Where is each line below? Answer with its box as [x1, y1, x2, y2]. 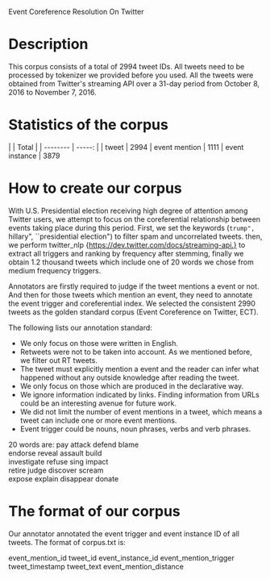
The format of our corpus [8, 502, 181, 520]
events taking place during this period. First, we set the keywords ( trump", [8, 223, 255, 232]
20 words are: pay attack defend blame [8, 439, 139, 449]
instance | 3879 [8, 151, 60, 160]
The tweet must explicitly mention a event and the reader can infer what [19, 364, 260, 373]
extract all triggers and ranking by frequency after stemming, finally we [8, 248, 244, 258]
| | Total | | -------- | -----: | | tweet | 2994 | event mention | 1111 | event [8, 142, 244, 152]
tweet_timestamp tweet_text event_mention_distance [8, 561, 184, 571]
